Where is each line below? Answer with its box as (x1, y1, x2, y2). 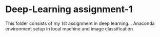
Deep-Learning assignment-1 (5, 4, 133, 15)
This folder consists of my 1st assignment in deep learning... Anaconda (5, 20, 155, 26)
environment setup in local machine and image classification (5, 25, 133, 31)
